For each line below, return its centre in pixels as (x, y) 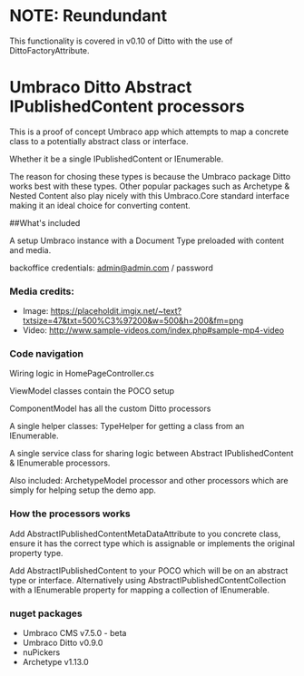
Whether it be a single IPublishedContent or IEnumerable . (117, 159)
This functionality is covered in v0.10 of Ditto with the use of (121, 41)
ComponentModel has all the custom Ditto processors (110, 408)
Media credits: (42, 291)
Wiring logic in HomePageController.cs (82, 374)
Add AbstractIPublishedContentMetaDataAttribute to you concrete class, (145, 534)
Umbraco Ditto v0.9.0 (63, 643)
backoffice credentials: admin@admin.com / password (111, 268)
